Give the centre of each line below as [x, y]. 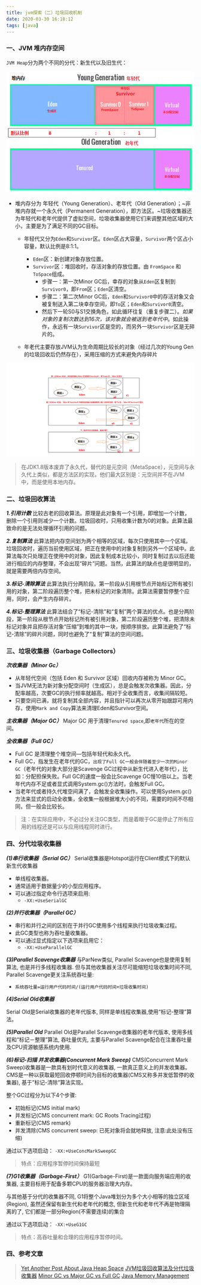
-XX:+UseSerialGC [45, 901]
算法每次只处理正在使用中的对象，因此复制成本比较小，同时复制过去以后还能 [100, 556]
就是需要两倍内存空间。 [35, 571]
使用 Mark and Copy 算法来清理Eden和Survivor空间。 [88, 708]
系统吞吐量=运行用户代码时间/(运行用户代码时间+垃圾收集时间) [82, 987]
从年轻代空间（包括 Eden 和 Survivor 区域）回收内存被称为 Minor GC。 [102, 678]
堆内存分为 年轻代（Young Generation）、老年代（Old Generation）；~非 [103, 203]
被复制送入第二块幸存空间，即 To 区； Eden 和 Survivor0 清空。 [114, 304]
